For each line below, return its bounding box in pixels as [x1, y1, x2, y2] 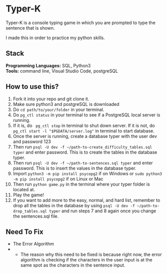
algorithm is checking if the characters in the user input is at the [20, 257, 152, 263]
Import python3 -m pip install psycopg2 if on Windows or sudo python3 [13, 170, 162, 176]
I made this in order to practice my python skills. [6, 35, 105, 41]
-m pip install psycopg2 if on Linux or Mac [13, 176, 104, 182]
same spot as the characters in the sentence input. [20, 262, 126, 268]
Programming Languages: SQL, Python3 [6, 62, 91, 68]
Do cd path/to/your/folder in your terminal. [13, 106, 105, 112]
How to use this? [6, 82, 59, 91]
